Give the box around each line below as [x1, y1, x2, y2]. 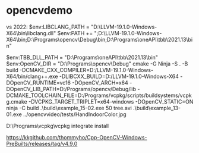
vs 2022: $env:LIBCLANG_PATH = [6, 23, 90, 30]
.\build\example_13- [132, 104, 181, 111]
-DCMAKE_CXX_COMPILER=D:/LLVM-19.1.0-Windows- [20, 66, 153, 73]
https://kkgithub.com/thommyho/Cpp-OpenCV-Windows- [6, 133, 147, 140]
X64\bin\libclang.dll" [6, 29, 56, 36]
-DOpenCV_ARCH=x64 [72, 79, 129, 86]
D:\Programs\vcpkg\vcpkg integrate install [6, 122, 109, 129]
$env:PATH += [57, 29, 93, 36]
